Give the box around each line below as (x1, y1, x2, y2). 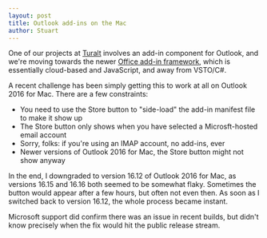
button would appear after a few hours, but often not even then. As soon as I (8, 188, 260, 198)
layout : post (8, 11, 52, 20)
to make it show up (19, 113, 83, 123)
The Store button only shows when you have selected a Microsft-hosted (19, 121, 258, 132)
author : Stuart (8, 26, 59, 34)
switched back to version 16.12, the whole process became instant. (8, 196, 228, 206)
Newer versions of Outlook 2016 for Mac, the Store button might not (19, 147, 244, 157)
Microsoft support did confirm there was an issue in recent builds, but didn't (8, 212, 259, 222)
